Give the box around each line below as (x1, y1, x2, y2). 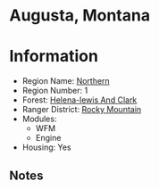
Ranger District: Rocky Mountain (21, 104, 142, 115)
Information (9, 46, 98, 67)
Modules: (21, 113, 57, 125)
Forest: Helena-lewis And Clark (21, 94, 138, 105)
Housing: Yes (21, 142, 71, 152)
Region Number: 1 (21, 86, 88, 96)
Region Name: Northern (21, 76, 110, 86)
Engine (35, 133, 62, 144)
